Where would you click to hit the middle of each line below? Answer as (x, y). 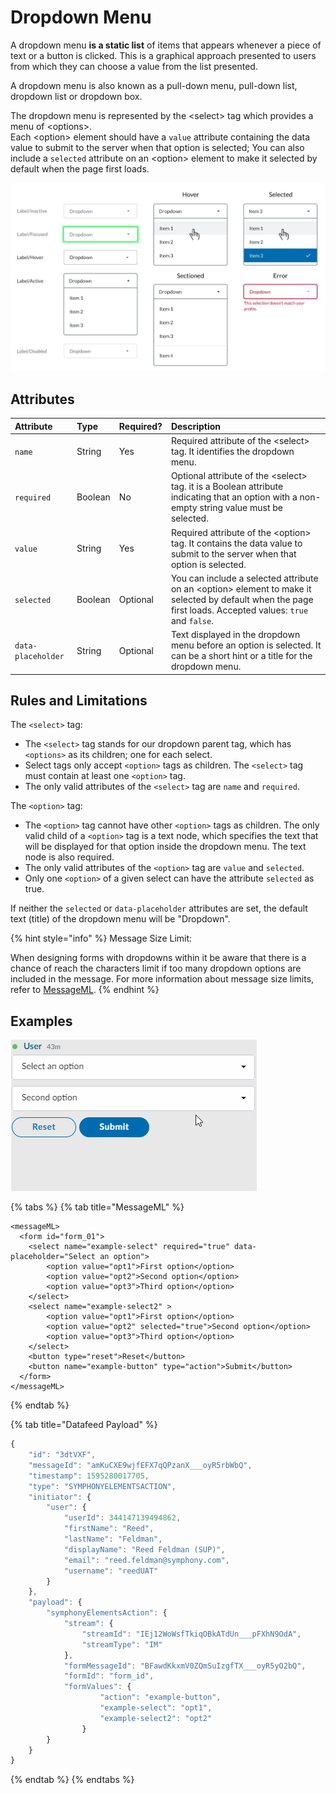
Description (196, 426)
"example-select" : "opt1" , (156, 1708)
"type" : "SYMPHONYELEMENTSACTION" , (102, 1486)
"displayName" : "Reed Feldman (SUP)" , (144, 1549)
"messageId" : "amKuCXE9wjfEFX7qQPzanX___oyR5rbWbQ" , (140, 1465)
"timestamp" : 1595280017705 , (89, 1476)
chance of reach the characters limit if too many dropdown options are (156, 968)
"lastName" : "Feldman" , (113, 1539)
